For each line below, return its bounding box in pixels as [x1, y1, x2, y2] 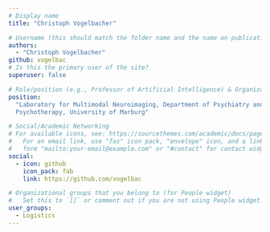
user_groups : [8, 204, 52, 213]
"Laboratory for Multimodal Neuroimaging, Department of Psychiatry [15, 100, 250, 108]
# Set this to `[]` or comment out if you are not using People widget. [8, 197, 264, 205]
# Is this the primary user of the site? [8, 63, 149, 72]
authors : [8, 41, 38, 49]
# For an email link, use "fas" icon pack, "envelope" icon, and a [8, 137, 247, 145]
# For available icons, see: [8, 130, 106, 138]
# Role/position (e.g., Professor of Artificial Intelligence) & [8, 85, 231, 93]
